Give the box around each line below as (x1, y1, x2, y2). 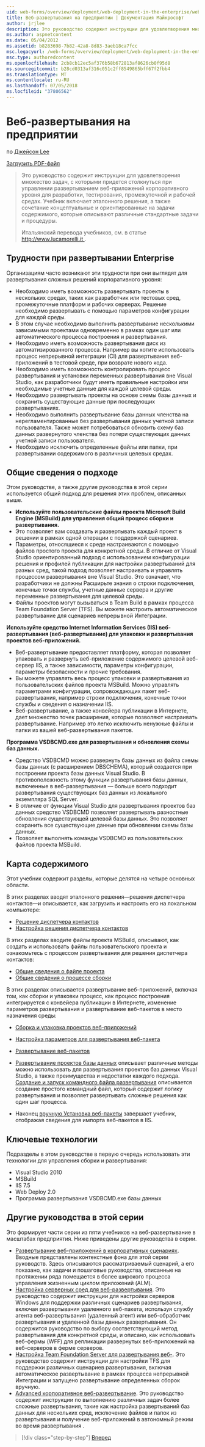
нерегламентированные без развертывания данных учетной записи (15, 417, 194, 424)
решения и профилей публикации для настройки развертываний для (15, 560, 196, 568)
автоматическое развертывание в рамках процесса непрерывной (15, 1370, 189, 1377)
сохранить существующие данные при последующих (15, 397, 156, 405)
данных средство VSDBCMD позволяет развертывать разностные (15, 808, 189, 816)
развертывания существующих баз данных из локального (15, 789, 168, 797)
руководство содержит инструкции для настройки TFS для (15, 1357, 171, 1365)
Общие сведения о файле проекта (15, 968, 105, 975)
